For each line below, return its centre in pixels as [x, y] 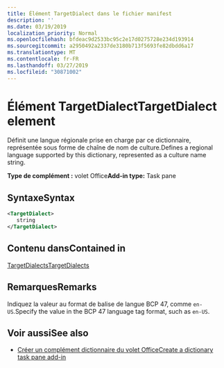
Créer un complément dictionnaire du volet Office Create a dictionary [115, 350]
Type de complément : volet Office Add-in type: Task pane [92, 176]
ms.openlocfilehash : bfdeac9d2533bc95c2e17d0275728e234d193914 [101, 40]
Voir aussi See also [48, 333]
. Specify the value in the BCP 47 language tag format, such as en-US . [112, 311]
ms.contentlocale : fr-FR [43, 59]
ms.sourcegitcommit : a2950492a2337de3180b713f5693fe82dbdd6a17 [101, 46]
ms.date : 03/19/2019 [37, 26]
